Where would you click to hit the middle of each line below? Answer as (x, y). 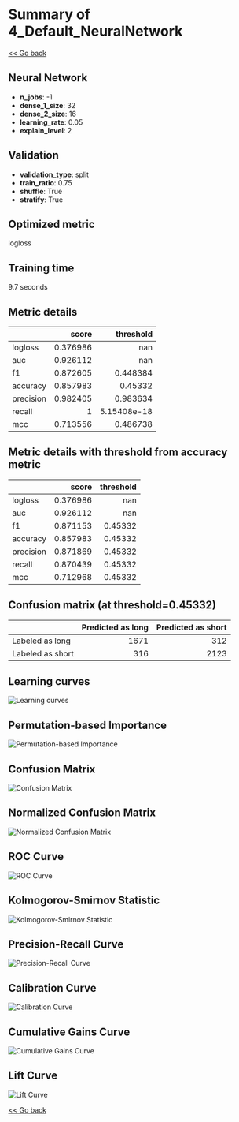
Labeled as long (41, 641)
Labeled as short (43, 653)
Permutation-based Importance (88, 725)
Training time (41, 268)
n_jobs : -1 (36, 97)
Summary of (49, 15)
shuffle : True (41, 191)
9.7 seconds (28, 287)
